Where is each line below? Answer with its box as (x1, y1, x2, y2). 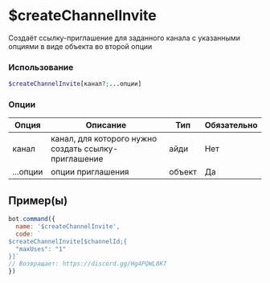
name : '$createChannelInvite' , (15, 223, 121, 231)
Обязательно (204, 120, 258, 131)
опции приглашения (51, 166, 129, 178)
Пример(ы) (8, 194, 68, 207)
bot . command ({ (8, 215, 56, 224)
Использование (8, 61, 74, 72)
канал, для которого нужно (51, 133, 157, 145)
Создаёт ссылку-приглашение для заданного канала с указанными (8, 33, 241, 43)
